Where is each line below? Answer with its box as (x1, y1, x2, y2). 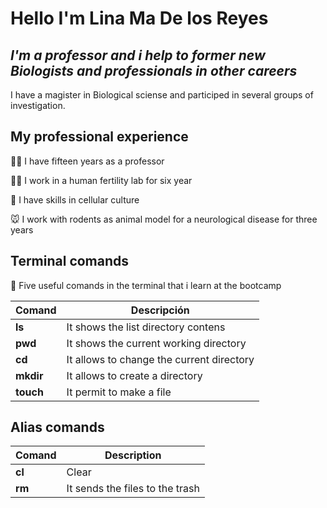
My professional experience (10, 128, 189, 146)
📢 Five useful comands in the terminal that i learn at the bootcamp (10, 279, 282, 291)
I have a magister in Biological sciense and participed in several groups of (10, 89, 314, 101)
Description (104, 448, 162, 462)
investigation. (10, 100, 66, 111)
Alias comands (10, 419, 105, 436)
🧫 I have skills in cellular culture (10, 193, 140, 206)
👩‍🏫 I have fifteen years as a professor (10, 155, 165, 167)
